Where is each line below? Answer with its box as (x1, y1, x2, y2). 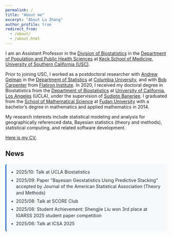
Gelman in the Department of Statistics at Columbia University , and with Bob (5, 76, 167, 83)
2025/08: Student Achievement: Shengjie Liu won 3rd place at (16, 206, 148, 212)
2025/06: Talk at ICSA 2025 (16, 221, 75, 227)
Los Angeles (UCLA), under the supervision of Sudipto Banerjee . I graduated (5, 93, 167, 99)
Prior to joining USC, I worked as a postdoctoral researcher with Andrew (5, 71, 158, 77)
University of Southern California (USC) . (5, 61, 90, 67)
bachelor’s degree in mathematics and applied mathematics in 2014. (5, 104, 149, 110)
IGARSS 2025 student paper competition (16, 212, 102, 219)
